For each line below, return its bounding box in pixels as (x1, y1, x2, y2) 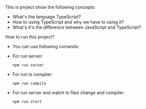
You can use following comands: (12, 44, 80, 49)
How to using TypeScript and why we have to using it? (12, 19, 124, 25)
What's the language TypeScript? (12, 14, 81, 19)
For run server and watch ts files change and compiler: (12, 90, 125, 96)
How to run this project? (5, 34, 55, 40)
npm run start (12, 99, 42, 104)
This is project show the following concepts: (5, 4, 96, 10)
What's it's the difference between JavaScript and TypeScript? (12, 24, 142, 30)
